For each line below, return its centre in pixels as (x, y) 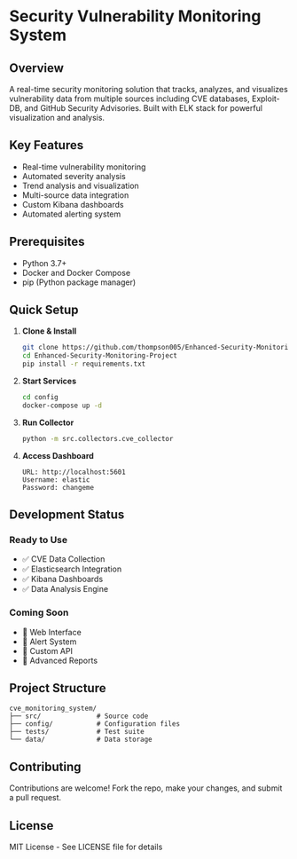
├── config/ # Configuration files (94, 724)
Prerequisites (47, 242)
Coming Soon (39, 612)
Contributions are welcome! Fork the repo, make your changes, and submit (146, 788)
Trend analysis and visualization (80, 185)
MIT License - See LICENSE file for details (86, 847)
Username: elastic (56, 480)
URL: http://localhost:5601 (74, 472)
